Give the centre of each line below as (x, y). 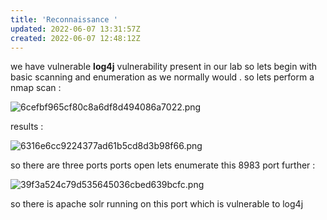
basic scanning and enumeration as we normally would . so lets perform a (162, 77)
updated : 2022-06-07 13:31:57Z (75, 29)
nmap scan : (36, 88)
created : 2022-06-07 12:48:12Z (75, 38)
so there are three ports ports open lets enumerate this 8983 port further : (163, 165)
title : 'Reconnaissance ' (64, 19)
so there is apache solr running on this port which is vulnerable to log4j (157, 204)
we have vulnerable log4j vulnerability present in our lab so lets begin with (164, 67)
